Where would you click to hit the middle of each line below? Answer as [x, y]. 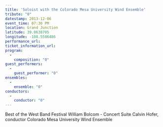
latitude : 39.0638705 [27, 32]
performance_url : [23, 42]
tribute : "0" [18, 14]
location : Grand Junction [31, 28]
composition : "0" [32, 60]
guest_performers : [24, 64]
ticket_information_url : [30, 46]
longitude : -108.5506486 [30, 37]
